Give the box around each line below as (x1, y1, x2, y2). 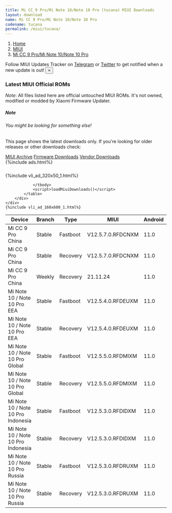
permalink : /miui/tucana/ (5, 27, 60, 32)
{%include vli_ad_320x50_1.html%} (5, 172, 78, 179)
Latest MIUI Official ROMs (5, 81, 71, 88)
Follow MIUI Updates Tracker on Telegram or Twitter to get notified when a (5, 61, 163, 68)
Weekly (36, 273, 55, 280)
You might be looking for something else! (5, 122, 92, 128)
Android (143, 216, 164, 223)
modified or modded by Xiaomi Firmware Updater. (5, 98, 111, 104)
